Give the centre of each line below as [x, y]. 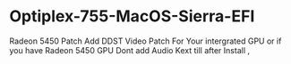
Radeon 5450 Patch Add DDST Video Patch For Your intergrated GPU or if [145, 41]
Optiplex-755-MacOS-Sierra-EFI [132, 16]
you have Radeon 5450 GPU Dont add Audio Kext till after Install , [130, 50]
